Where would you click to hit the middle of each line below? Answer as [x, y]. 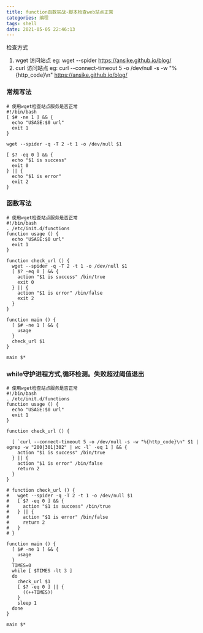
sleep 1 [27, 603]
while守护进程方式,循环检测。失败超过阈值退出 [75, 374]
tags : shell [21, 23]
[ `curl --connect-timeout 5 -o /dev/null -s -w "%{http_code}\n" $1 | [105, 442]
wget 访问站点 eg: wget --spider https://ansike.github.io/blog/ [93, 60]
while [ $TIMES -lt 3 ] [42, 571]
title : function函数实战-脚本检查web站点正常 [60, 12]
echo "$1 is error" [37, 176]
